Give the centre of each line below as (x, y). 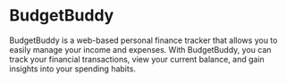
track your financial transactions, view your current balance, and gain (137, 59)
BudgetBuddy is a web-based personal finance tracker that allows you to (143, 40)
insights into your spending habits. (73, 69)
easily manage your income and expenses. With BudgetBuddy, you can (140, 49)
